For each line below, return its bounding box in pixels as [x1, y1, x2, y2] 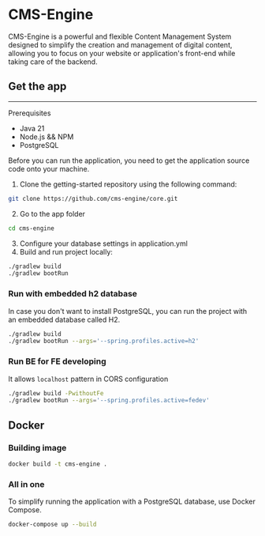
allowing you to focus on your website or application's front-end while [8, 48, 236, 58]
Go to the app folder [19, 209, 85, 218]
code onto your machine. [8, 164, 90, 173]
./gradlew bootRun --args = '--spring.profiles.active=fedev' [8, 397, 211, 405]
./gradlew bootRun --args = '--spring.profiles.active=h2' [8, 338, 200, 345]
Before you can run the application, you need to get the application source [8, 156, 250, 165]
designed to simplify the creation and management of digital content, [8, 40, 233, 49]
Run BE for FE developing [8, 356, 106, 367]
